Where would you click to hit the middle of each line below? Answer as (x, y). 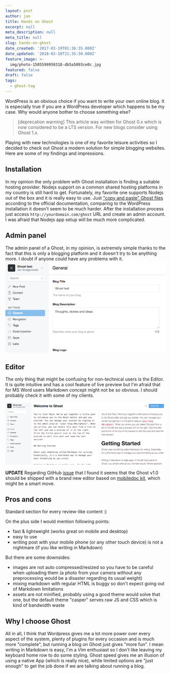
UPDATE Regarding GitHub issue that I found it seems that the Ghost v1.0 (82, 473)
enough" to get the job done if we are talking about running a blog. (75, 666)
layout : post (19, 11)
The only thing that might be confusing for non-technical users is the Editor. (85, 379)
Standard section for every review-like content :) (56, 511)
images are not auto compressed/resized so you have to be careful (83, 568)
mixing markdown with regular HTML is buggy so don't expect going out (89, 584)
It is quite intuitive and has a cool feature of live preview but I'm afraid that (83, 385)
